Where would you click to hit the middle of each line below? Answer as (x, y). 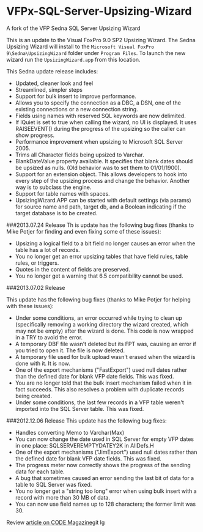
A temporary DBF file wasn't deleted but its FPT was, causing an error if (106, 344)
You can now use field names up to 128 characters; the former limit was (105, 504)
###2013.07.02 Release (36, 287)
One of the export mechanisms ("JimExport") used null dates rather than (106, 452)
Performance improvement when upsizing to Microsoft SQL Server (99, 141)
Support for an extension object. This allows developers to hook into (101, 174)
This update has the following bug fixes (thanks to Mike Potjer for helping (98, 299)
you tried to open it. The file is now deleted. (70, 350)
